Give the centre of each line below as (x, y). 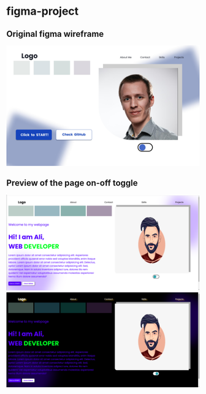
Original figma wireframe (55, 34)
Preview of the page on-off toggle (72, 183)
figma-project (43, 11)
